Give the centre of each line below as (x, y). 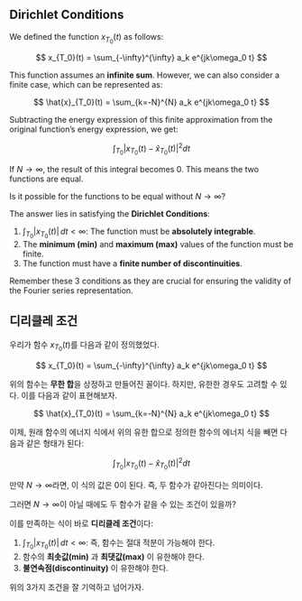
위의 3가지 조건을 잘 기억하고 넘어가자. (77, 587)
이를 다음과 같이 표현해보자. (69, 395)
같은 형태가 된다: (55, 443)
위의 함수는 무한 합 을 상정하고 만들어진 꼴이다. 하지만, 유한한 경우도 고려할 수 (143, 384)
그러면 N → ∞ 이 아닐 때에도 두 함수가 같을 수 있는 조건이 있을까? (123, 504)
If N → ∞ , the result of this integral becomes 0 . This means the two (134, 169)
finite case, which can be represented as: (86, 84)
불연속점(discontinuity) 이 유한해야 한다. (95, 568)
